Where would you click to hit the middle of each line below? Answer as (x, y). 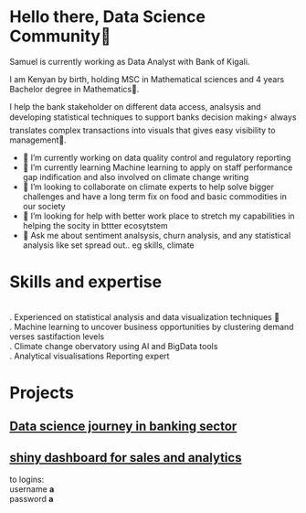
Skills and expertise (86, 282)
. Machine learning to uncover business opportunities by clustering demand (152, 326)
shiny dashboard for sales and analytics (126, 458)
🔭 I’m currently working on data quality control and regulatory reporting (157, 157)
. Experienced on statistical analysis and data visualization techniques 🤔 (145, 316)
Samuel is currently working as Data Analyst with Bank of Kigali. (130, 61)
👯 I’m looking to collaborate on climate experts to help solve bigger (148, 187)
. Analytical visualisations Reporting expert (90, 356)
